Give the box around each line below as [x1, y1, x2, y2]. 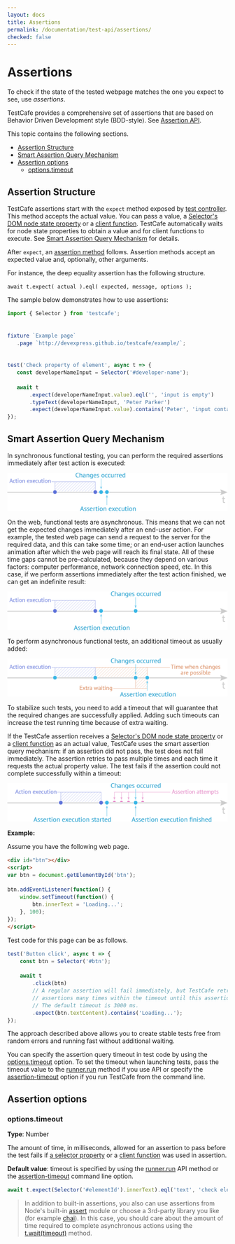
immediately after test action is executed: [7, 459, 126, 467]
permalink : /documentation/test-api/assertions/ [7, 26, 152, 33]
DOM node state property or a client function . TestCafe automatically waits [7, 219, 223, 228]
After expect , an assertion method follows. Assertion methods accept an [7, 248, 215, 256]
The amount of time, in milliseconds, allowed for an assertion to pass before [7, 1144, 226, 1152]
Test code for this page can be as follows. [7, 936, 128, 944]
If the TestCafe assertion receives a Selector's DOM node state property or [7, 732, 224, 740]
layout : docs [7, 11, 45, 18]
